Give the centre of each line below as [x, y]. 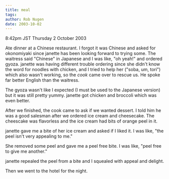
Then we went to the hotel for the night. [46, 171]
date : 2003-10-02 [24, 24]
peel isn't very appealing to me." [39, 136]
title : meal [18, 10]
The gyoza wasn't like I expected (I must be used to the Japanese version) [83, 90]
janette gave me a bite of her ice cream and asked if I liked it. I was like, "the [85, 131]
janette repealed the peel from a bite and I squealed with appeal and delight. [85, 161]
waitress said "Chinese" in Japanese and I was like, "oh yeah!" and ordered [84, 59]
